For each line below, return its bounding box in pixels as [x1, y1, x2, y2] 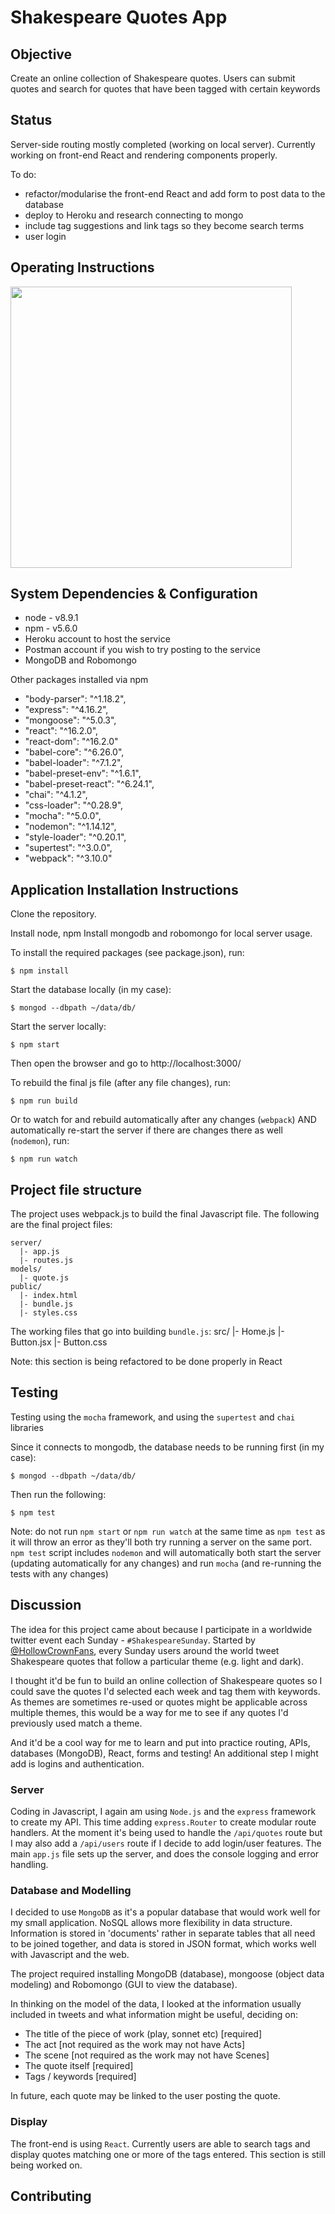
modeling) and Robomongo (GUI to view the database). [10, 1979, 238, 1991]
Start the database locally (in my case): [10, 984, 172, 996]
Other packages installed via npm [10, 674, 149, 686]
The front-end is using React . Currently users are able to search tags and [10, 2137, 311, 2150]
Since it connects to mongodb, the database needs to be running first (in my [10, 1441, 325, 1453]
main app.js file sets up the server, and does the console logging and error [10, 1847, 320, 1860]
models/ [10, 1264, 43, 1275]
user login [24, 230, 67, 242]
